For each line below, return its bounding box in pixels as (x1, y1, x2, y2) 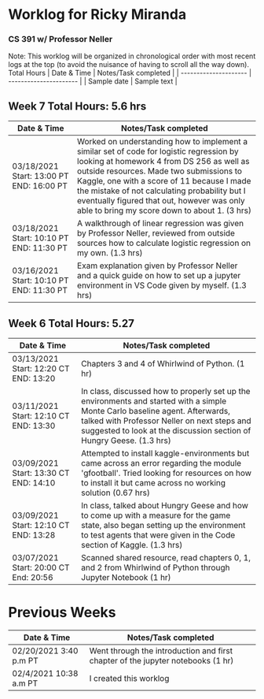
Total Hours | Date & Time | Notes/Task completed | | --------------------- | (8, 69, 252, 78)
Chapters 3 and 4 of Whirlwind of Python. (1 (81, 359, 245, 370)
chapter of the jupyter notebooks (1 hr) (89, 656, 234, 667)
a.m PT (12, 678, 38, 689)
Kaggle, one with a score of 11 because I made (77, 176, 251, 187)
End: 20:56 (12, 572, 53, 583)
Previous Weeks (8, 604, 116, 622)
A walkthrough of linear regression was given (77, 218, 244, 229)
